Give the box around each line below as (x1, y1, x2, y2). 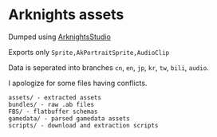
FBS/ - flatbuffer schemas (8, 108, 98, 115)
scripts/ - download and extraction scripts (8, 121, 159, 129)
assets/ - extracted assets (8, 93, 102, 101)
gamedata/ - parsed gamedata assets (8, 114, 130, 123)
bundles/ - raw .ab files (8, 100, 94, 108)
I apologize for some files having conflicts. (8, 78, 148, 88)
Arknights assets (8, 6, 124, 24)
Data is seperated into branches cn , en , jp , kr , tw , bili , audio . (8, 62, 209, 72)
